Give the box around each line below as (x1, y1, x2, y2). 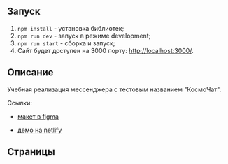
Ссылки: (7, 98, 33, 107)
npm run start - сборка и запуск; (17, 38, 115, 47)
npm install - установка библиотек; (17, 24, 124, 32)
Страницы (7, 146, 55, 158)
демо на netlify (17, 126, 62, 134)
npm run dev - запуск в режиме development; (17, 31, 151, 40)
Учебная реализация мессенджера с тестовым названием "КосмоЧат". (7, 85, 222, 94)
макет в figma (17, 112, 59, 121)
